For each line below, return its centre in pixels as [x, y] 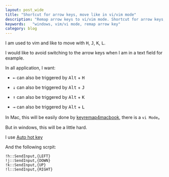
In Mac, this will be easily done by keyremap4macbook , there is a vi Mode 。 [84, 117]
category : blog [21, 29]
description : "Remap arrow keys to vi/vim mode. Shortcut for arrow [79, 19]
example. [15, 58]
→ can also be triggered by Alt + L [48, 107]
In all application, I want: [30, 68]
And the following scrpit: [31, 147]
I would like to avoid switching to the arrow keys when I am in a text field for [84, 53]
